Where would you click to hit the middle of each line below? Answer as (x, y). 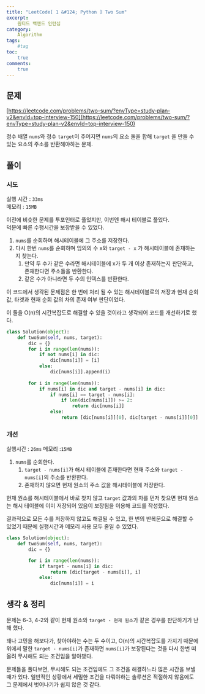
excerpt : (17, 18)
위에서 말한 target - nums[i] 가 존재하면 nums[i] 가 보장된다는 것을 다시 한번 (98, 648)
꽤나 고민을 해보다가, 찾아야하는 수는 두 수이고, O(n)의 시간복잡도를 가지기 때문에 (102, 641)
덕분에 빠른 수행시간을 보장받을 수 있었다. (55, 227)
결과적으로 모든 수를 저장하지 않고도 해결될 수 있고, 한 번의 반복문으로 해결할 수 (100, 519)
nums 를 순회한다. (35, 462)
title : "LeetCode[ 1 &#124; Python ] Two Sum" (67, 12)
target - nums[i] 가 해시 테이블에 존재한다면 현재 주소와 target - (104, 470)
